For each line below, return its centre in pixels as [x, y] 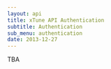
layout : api [24, 14]
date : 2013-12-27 [32, 40]
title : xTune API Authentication [56, 20]
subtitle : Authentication [45, 26]
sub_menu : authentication [45, 33]
